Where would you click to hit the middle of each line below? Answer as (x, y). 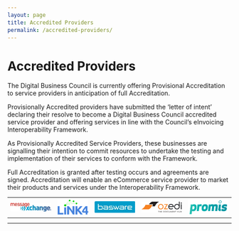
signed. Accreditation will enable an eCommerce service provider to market (118, 180)
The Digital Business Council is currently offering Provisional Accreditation (116, 86)
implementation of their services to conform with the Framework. (102, 159)
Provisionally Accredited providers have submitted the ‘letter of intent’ (110, 107)
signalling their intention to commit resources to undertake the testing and (116, 151)
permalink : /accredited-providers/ (60, 30)
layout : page (27, 15)
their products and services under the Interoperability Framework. (104, 188)
